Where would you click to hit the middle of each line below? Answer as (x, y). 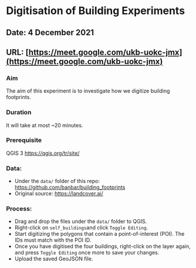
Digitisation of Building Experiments (96, 11)
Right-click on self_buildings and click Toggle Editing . (81, 228)
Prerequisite (24, 140)
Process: (19, 209)
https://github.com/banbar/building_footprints (70, 187)
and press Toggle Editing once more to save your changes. (87, 253)
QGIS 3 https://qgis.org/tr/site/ (43, 153)
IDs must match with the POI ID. (53, 240)
